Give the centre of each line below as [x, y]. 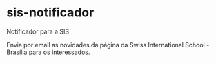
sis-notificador [50, 13]
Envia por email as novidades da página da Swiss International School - [108, 45]
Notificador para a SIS [38, 32]
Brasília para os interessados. [48, 52]
